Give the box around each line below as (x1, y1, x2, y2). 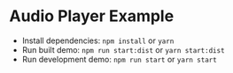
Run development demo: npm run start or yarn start (21, 54, 217, 64)
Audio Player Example (9, 6, 175, 26)
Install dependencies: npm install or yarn (21, 35, 175, 46)
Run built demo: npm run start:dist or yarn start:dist (21, 44, 225, 55)
